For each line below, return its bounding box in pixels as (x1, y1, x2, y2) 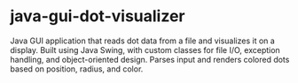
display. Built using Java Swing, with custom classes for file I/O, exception (10, 44, 280, 55)
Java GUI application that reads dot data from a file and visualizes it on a (10, 35, 276, 46)
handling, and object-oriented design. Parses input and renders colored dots (10, 54, 290, 64)
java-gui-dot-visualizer (10, 6, 185, 26)
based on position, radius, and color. (10, 64, 144, 74)
